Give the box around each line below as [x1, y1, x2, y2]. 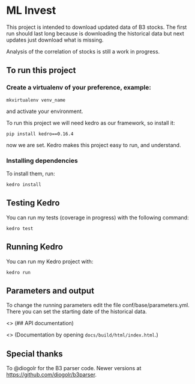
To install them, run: [6, 169, 55, 177]
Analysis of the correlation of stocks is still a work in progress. [6, 47, 160, 55]
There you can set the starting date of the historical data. [6, 308, 147, 315]
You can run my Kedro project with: [6, 258, 94, 265]
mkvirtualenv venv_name [6, 97, 66, 103]
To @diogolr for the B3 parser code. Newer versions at [6, 365, 142, 372]
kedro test [6, 225, 34, 231]
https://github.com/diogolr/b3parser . [6, 371, 97, 379]
